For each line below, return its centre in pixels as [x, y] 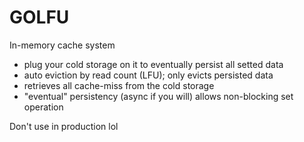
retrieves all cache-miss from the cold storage [119, 85]
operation [43, 107]
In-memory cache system [62, 45]
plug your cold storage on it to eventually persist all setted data [153, 64]
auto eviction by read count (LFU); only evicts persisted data [148, 75]
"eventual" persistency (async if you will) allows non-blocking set [158, 96]
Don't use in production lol [64, 126]
